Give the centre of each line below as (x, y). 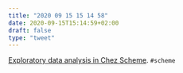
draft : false (30, 30)
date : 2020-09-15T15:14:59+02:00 (64, 23)
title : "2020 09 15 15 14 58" (58, 15)
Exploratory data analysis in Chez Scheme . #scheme (92, 60)
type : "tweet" (32, 38)
